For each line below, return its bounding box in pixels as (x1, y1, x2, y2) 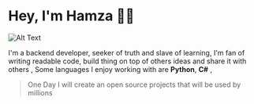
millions (27, 88, 53, 97)
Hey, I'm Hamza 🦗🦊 (8, 7, 135, 25)
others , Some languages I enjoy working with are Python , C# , (8, 64, 213, 74)
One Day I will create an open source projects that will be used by (27, 80, 241, 89)
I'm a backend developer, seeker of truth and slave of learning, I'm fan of (8, 48, 245, 57)
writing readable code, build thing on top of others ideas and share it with (8, 56, 247, 66)
